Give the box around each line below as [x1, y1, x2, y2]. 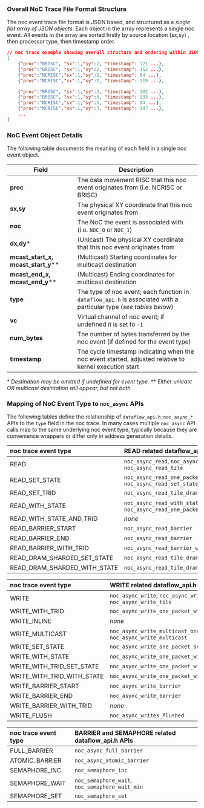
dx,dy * [10, 239, 31, 248]
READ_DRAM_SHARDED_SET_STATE [10, 554, 114, 562]
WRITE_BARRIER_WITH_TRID [10, 702, 93, 710]
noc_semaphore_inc [74, 767, 128, 774]
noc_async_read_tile [123, 464, 183, 472]
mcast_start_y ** [10, 261, 59, 269]
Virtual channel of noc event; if [77, 313, 165, 321]
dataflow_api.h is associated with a [77, 295, 179, 304]
